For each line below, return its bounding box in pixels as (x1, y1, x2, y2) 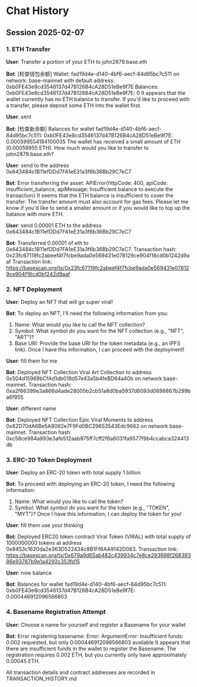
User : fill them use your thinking (6, 522, 84, 529)
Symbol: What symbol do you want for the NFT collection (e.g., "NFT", (14, 327, 185, 334)
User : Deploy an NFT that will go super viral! (6, 299, 113, 306)
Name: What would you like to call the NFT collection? (14, 321, 145, 329)
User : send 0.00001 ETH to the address (6, 221, 102, 229)
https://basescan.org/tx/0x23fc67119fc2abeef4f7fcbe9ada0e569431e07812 (6, 264, 189, 271)
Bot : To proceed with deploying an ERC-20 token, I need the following (6, 480, 175, 487)
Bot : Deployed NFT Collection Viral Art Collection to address (6, 369, 152, 376)
